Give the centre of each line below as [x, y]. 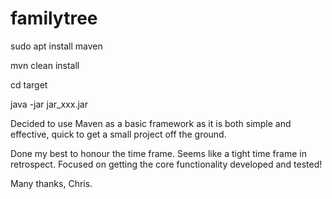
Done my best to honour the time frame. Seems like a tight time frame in [158, 153]
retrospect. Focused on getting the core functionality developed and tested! [166, 164]
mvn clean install [45, 65]
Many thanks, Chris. [51, 183]
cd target [29, 84]
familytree [54, 18]
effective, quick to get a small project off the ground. [118, 134]
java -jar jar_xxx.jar [49, 104]
